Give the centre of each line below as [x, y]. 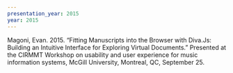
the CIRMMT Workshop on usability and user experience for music [103, 55]
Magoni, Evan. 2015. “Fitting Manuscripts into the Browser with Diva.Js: [110, 40]
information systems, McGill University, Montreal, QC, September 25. [106, 62]
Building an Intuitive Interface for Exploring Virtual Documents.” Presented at [117, 47]
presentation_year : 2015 [43, 14]
